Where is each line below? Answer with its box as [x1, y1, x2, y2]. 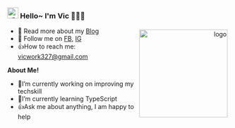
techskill [17, 87, 42, 96]
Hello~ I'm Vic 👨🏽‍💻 [20, 11, 86, 20]
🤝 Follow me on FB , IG [17, 34, 82, 43]
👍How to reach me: [17, 42, 76, 51]
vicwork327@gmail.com [17, 53, 88, 61]
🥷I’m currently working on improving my [17, 79, 134, 88]
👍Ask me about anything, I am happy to [17, 103, 134, 111]
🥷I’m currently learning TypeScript [17, 95, 118, 103]
